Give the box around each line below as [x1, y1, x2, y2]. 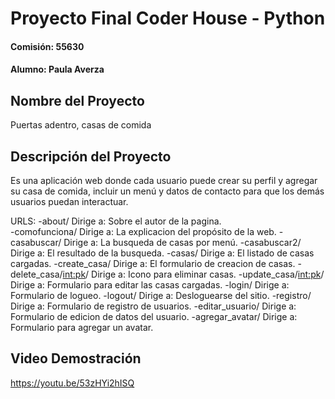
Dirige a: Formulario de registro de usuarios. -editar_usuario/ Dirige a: [10, 300, 297, 312]
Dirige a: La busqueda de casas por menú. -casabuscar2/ [63, 237, 302, 248]
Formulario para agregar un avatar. [10, 322, 154, 333]
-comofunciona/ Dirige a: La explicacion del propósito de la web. [10, 226, 277, 237]
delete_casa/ [10, 268, 63, 280]
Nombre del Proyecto [10, 92, 145, 109]
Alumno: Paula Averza [10, 63, 105, 76]
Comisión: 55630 [10, 40, 85, 52]
